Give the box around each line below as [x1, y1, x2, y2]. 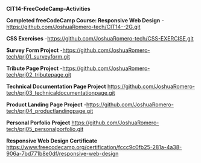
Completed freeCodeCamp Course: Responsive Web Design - [6, 17, 164, 24]
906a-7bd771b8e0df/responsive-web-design [6, 150, 119, 157]
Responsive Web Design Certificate [6, 137, 98, 144]
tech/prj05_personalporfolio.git [6, 126, 84, 132]
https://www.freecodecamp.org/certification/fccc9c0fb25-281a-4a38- [6, 144, 182, 150]
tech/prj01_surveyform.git [6, 53, 71, 60]
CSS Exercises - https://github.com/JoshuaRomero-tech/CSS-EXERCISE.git [6, 35, 194, 42]
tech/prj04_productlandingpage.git [6, 107, 94, 114]
